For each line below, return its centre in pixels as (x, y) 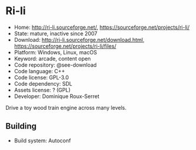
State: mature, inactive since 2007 (56, 33)
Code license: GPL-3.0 (41, 77)
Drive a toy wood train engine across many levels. (66, 107)
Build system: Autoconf (43, 141)
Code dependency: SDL (43, 83)
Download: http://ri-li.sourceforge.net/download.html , (79, 40)
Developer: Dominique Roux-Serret (57, 96)
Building (21, 126)
